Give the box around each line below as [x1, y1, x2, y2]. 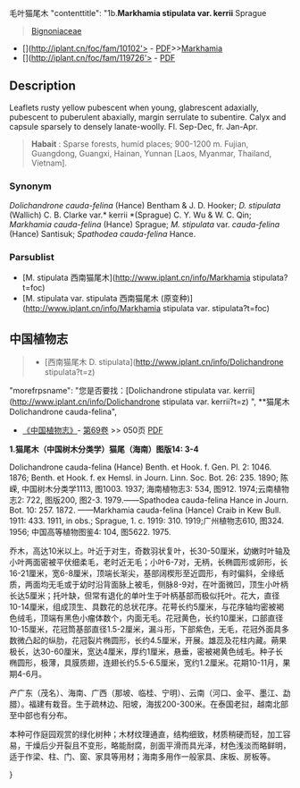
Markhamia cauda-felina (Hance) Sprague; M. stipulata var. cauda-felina [9, 219, 280, 230]
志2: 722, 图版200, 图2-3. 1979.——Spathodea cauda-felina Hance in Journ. [9, 495, 288, 505]
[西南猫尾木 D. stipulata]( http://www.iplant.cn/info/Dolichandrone [44, 357, 284, 368]
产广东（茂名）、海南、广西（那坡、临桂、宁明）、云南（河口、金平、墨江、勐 [9, 688, 291, 699]
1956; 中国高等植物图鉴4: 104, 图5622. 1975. [9, 527, 171, 538]
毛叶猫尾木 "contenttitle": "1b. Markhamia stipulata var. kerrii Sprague [9, 8, 267, 18]
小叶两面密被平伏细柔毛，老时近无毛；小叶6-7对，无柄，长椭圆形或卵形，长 [9, 557, 288, 568]
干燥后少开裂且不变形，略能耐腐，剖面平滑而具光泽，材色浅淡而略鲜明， [24, 741, 291, 751]
